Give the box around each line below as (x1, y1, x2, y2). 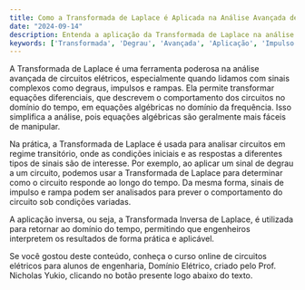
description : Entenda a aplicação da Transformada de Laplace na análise (9, 30, 295, 39)
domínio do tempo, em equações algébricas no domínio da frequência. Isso (9, 101, 292, 113)
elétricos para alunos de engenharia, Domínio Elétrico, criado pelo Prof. (9, 260, 277, 272)
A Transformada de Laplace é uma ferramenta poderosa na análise (9, 63, 261, 74)
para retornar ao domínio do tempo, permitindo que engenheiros (9, 224, 251, 235)
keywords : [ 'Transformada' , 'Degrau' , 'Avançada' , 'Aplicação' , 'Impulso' (9, 38, 299, 48)
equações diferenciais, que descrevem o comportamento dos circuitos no (9, 92, 286, 103)
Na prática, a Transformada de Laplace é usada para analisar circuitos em (9, 139, 286, 150)
